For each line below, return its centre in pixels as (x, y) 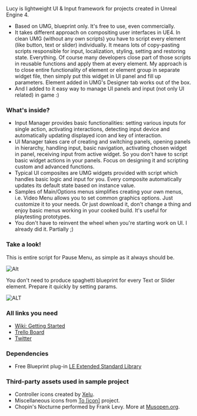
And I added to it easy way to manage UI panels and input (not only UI (99, 89)
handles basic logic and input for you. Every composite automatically (98, 179)
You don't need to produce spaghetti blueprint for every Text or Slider (91, 280)
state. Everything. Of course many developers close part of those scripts (103, 57)
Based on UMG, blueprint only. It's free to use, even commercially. (95, 26)
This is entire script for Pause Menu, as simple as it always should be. (90, 257)
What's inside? (28, 110)
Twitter (23, 338)
